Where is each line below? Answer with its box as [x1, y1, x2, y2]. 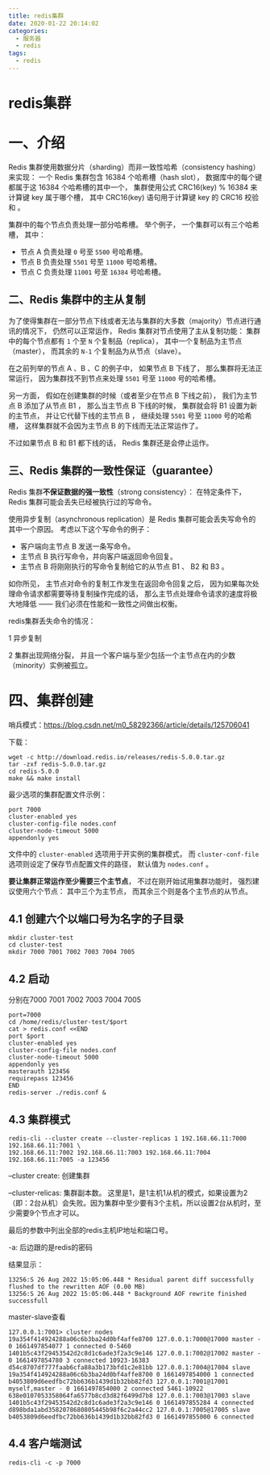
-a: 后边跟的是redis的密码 [8, 1243, 93, 1251]
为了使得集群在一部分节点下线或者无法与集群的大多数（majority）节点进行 [8, 315, 255, 325]
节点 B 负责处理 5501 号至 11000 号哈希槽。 [19, 257, 162, 266]
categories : [8, 27, 48, 35]
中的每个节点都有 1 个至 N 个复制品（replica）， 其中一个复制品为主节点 [8, 336, 243, 345]
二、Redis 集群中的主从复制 [8, 293, 146, 307]
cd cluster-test [8, 941, 63, 949]
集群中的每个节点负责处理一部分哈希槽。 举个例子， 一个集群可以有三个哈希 [8, 219, 260, 229]
